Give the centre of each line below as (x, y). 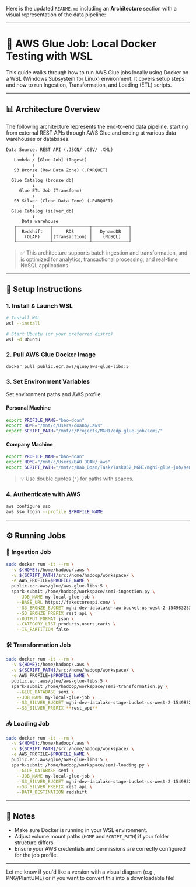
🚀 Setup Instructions (44, 289)
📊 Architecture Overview (53, 110)
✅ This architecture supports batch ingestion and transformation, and (104, 252)
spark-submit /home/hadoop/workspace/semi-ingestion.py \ (83, 592)
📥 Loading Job (28, 724)
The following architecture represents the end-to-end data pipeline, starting (97, 126)
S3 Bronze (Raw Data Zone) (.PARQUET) (61, 170)
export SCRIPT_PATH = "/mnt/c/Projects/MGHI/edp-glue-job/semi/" (85, 431)
